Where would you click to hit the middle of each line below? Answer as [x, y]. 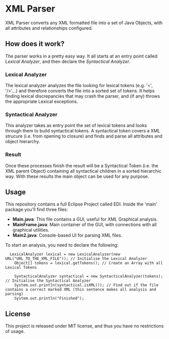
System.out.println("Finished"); [49, 298]
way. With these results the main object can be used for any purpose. [77, 176]
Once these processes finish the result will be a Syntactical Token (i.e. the [82, 165]
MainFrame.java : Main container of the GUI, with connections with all [84, 225]
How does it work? [35, 44]
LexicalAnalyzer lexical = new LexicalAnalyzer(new [65, 254]
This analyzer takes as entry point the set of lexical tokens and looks [76, 125]
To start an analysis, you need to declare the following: [62, 245]
